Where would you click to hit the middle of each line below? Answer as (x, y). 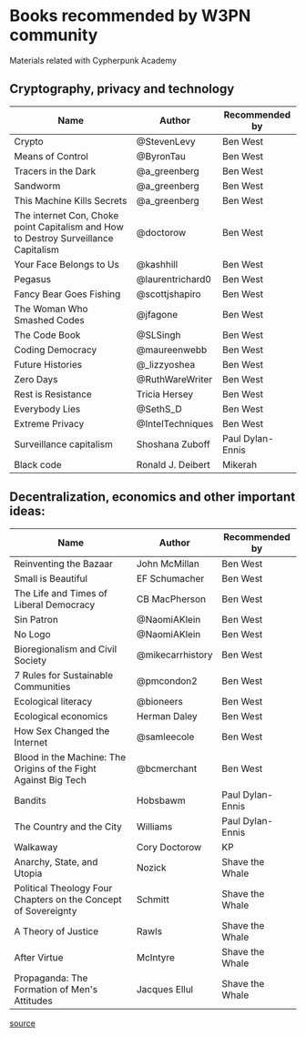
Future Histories (48, 364)
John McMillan (168, 564)
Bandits (31, 800)
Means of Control (51, 156)
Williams (154, 827)
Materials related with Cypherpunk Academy (93, 60)
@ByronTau (161, 156)
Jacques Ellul (165, 989)
